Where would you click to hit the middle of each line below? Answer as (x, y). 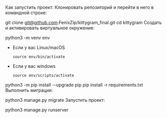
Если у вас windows (34, 66)
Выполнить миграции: (29, 90)
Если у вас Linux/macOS (39, 47)
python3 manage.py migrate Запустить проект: (55, 100)
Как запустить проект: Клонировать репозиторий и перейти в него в (79, 7)
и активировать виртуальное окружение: (50, 28)
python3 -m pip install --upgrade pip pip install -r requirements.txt (74, 85)
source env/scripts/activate (43, 75)
